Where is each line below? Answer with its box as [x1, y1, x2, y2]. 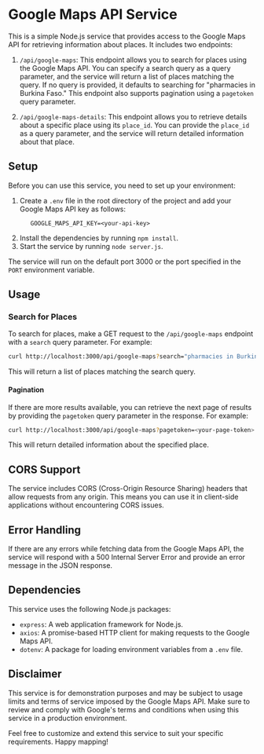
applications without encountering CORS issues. [8, 500, 165, 510]
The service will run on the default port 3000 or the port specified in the [8, 257, 241, 266]
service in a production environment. [8, 713, 127, 723]
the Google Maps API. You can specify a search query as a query [19, 63, 231, 72]
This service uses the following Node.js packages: [8, 604, 171, 613]
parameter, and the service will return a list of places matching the [19, 71, 234, 81]
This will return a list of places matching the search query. [8, 367, 196, 376]
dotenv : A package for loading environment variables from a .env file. [19, 644, 244, 653]
